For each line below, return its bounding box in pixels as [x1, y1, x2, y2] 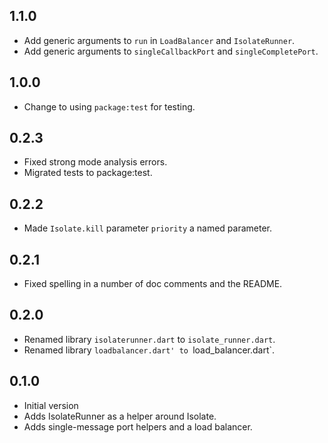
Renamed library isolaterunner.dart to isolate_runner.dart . [23, 333, 276, 345]
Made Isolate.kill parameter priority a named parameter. [23, 222, 273, 234]
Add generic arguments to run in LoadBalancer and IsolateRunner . [23, 34, 296, 46]
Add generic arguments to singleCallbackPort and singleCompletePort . [23, 45, 319, 57]
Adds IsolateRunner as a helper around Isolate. [23, 410, 217, 422]
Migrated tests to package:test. [23, 167, 153, 179]
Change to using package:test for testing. [23, 100, 196, 113]
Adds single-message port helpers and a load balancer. [23, 420, 253, 433]
